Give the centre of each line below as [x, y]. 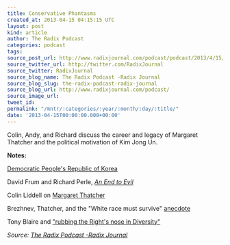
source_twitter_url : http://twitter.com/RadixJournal [86, 64]
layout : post [26, 26]
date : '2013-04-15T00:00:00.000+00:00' [64, 115]
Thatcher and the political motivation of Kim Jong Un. [82, 142]
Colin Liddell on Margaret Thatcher [56, 195]
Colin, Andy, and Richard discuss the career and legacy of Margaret [103, 135]
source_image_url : [33, 96]
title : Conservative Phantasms [52, 13]
